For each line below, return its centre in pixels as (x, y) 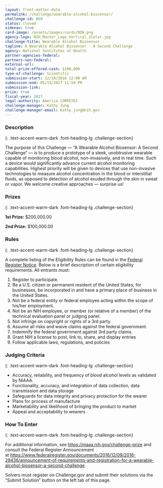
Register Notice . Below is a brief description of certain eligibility (69, 265)
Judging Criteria (25, 355)
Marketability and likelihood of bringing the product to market (74, 406)
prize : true (17, 92)
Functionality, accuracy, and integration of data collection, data (76, 386)
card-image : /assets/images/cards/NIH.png (49, 32)
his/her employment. (33, 306)
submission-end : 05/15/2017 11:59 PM (44, 83)
